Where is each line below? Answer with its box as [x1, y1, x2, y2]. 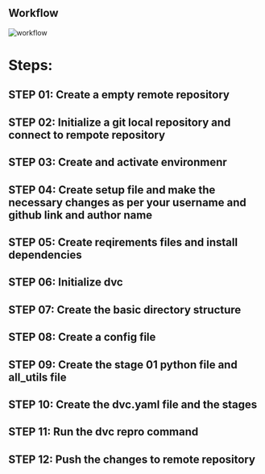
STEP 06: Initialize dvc [8, 276, 123, 289]
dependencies [8, 247, 82, 261]
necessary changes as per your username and [8, 195, 247, 209]
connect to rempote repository [8, 128, 166, 142]
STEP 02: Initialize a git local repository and [8, 115, 231, 129]
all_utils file [8, 370, 67, 384]
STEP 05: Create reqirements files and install [8, 235, 238, 249]
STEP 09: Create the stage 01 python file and [8, 358, 238, 372]
